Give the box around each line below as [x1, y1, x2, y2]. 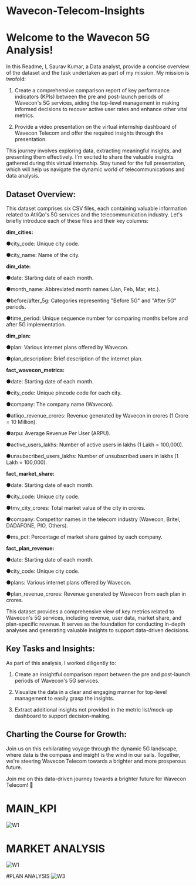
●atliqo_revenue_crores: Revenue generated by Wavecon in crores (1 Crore [6, 412, 189, 419]
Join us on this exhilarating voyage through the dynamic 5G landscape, [6, 745, 178, 752]
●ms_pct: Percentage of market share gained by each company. [6, 533, 163, 540]
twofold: [6, 75, 26, 83]
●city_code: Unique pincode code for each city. [6, 389, 122, 396]
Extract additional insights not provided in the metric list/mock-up [14, 706, 173, 713]
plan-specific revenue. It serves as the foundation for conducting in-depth [6, 620, 186, 627]
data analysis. [6, 172, 40, 179]
